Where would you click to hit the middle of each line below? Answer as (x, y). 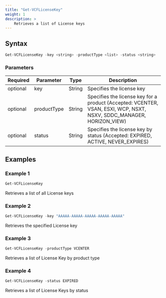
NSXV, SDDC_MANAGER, (117, 115)
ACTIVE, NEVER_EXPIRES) (118, 142)
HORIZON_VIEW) (107, 122)
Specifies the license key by (120, 129)
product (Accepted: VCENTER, (123, 103)
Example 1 (18, 173)
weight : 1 (15, 14)
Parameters (19, 67)
